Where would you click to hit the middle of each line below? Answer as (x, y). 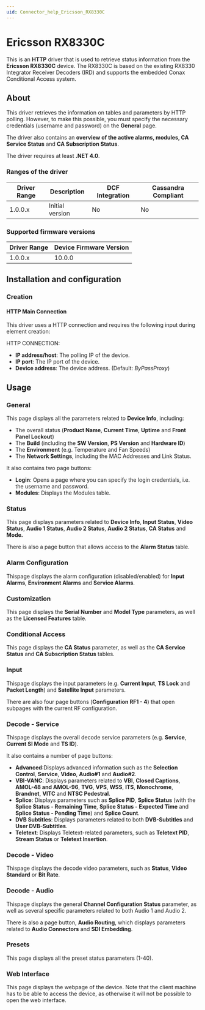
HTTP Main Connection (37, 311)
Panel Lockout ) (35, 437)
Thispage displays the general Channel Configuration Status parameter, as (102, 904)
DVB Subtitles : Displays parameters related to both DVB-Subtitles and (104, 819)
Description (67, 192)
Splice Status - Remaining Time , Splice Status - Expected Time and (102, 806)
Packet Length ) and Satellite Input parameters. (66, 690)
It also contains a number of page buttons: (59, 755)
